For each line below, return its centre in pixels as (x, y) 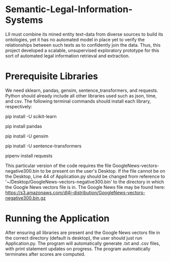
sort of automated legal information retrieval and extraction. (68, 56)
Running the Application (57, 219)
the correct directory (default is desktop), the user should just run (74, 238)
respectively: (19, 106)
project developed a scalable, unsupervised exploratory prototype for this (82, 50)
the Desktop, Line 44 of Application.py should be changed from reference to (85, 176)
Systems (24, 20)
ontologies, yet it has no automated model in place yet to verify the (75, 40)
